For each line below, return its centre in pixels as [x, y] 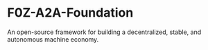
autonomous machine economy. [53, 39]
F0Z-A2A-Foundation [70, 13]
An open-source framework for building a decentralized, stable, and [104, 32]
